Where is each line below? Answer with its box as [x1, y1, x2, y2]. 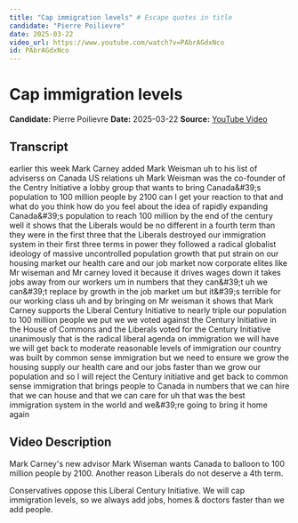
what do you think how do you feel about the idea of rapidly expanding [9, 201, 269, 212]
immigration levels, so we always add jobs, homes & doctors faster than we [9, 495, 285, 505]
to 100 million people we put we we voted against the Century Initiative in [9, 314, 278, 325]
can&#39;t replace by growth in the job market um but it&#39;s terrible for [9, 286, 281, 296]
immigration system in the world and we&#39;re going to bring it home [9, 399, 269, 410]
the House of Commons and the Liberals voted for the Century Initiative [9, 324, 271, 334]
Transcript [9, 140, 68, 155]
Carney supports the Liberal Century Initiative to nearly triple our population [9, 304, 287, 316]
